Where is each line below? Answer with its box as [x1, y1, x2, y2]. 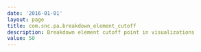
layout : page [7, 16, 45, 23]
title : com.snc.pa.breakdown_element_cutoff [7, 22, 137, 29]
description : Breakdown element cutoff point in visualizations [7, 28, 195, 36]
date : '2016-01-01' [7, 9, 63, 17]
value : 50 [7, 35, 36, 42]
